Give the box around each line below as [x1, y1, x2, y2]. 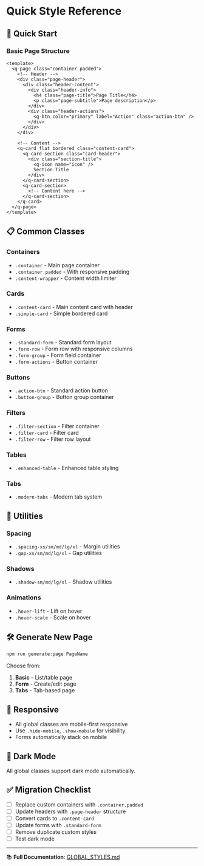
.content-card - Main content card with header [15, 303, 133, 310]
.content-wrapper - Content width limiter [15, 274, 117, 282]
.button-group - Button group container [15, 394, 114, 401]
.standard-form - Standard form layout [15, 339, 112, 346]
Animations [6, 593, 41, 602]
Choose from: [6, 662, 41, 669]
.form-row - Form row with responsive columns [15, 345, 133, 353]
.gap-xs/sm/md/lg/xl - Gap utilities [15, 550, 102, 557]
